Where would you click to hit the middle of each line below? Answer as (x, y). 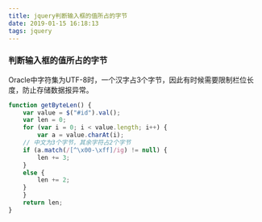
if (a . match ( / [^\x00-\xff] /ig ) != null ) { (95, 150)
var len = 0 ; (45, 120)
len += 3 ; (54, 157)
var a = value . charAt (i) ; (81, 135)
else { (34, 173)
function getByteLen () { (50, 105)
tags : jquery (30, 31)
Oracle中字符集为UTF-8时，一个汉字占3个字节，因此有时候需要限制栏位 (128, 80)
